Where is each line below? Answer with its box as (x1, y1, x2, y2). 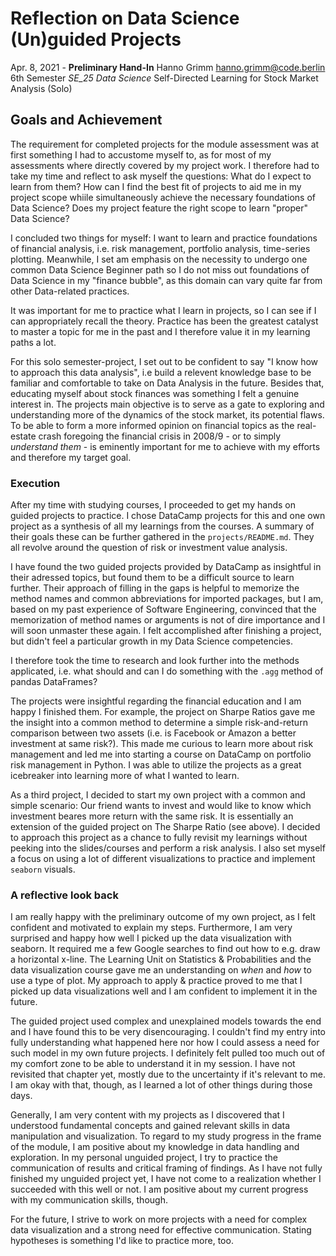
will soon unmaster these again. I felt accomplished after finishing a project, (10, 625, 322, 637)
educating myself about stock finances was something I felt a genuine (10, 387, 300, 399)
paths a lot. (10, 336, 57, 348)
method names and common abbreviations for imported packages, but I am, (10, 593, 324, 605)
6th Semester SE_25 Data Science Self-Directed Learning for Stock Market (10, 72, 319, 84)
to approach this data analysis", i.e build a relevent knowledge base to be (10, 366, 312, 378)
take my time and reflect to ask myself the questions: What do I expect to (10, 170, 312, 182)
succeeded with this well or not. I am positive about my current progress (10, 1183, 309, 1196)
